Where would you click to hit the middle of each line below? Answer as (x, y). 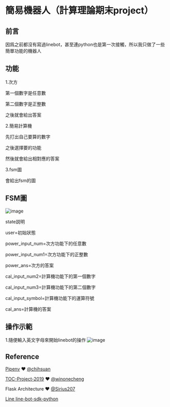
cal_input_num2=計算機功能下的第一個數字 (51, 276)
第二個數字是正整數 (26, 104)
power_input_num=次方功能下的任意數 (46, 243)
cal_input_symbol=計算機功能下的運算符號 (50, 298)
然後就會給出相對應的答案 (32, 158)
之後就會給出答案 (23, 115)
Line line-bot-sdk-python (32, 399)
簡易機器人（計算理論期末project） (79, 11)
